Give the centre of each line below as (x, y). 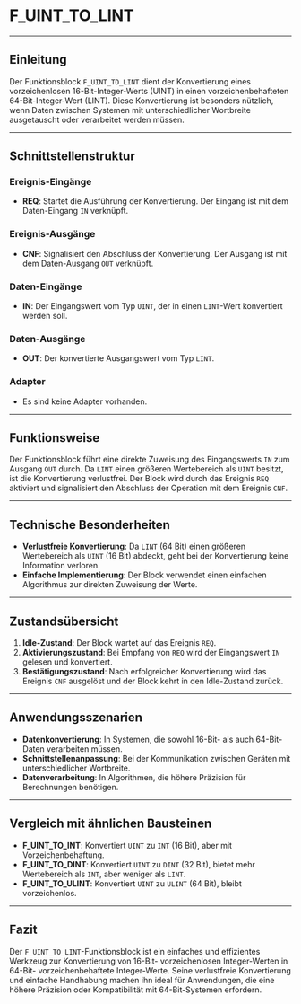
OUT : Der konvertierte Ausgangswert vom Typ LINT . (118, 358)
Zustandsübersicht (64, 621)
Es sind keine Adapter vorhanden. (85, 401)
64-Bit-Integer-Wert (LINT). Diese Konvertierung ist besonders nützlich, (142, 101)
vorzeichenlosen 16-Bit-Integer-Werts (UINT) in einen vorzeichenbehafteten (149, 91)
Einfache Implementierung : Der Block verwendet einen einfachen (144, 575)
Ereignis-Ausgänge (52, 234)
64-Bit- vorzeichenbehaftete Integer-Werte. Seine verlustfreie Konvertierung (150, 970)
